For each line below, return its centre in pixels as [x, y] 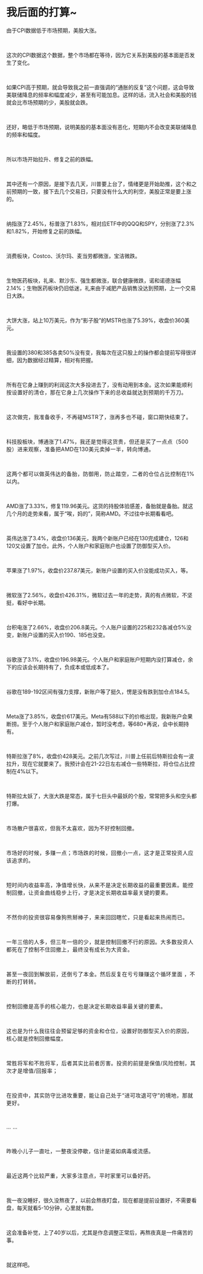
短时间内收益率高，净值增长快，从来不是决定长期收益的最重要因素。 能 [97, 885]
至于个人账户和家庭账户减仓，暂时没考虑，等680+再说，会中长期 [103, 724]
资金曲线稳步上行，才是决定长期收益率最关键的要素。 [103, 893]
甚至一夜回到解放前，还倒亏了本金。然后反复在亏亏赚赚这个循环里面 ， [98, 974]
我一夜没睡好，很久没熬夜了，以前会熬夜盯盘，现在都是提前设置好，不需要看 [101, 1200]
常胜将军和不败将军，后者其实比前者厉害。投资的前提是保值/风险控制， [98, 1063]
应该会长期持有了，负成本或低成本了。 [64, 667]
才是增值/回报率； [35, 1070]
